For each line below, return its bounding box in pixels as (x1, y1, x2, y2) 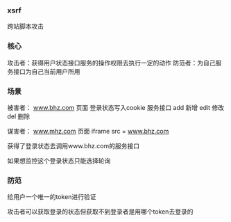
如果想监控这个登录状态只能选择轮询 (7, 156, 111, 165)
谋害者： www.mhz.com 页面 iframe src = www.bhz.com (7, 127, 169, 135)
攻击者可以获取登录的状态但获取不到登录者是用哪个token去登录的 (7, 207, 194, 216)
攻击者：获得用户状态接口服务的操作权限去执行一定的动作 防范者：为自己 (7, 58, 216, 67)
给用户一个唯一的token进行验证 (7, 193, 96, 201)
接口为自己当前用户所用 (12, 67, 80, 75)
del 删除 (7, 112, 31, 120)
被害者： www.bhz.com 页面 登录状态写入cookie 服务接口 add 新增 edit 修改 (7, 103, 224, 111)
